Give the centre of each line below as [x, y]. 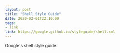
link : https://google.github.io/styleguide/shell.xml [60, 32]
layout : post [18, 9]
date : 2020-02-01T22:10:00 [32, 18]
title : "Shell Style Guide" [33, 14]
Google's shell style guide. [31, 46]
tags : [10, 23]
